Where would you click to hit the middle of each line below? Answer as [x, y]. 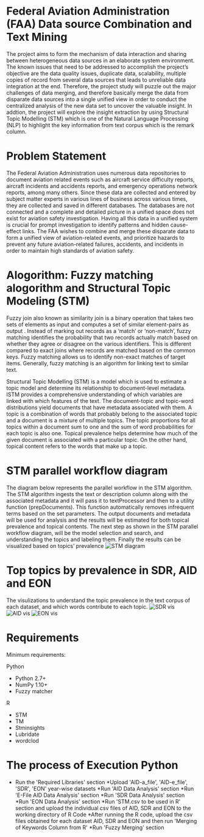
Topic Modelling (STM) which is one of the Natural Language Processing [97, 118]
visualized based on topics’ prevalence [55, 545]
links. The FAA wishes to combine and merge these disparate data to [108, 231]
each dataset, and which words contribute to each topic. [77, 606]
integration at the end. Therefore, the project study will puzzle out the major [101, 86]
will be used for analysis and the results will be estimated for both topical [98, 520]
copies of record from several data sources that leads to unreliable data [96, 80]
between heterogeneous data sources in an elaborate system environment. [100, 60]
